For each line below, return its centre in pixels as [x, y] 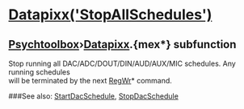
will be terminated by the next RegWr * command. [90, 81]
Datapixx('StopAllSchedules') [110, 15]
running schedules [39, 72]
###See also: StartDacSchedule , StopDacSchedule [94, 96]
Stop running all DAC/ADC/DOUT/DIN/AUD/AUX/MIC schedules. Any [122, 63]
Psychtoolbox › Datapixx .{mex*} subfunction [122, 44]
